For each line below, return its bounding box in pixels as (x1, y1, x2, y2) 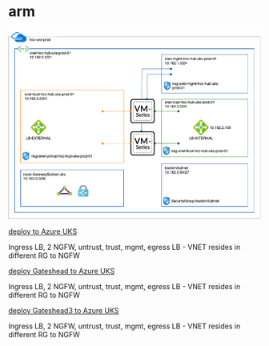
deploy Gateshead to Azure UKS (8, 266, 115, 276)
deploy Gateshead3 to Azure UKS (8, 305, 119, 315)
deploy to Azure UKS (8, 227, 78, 236)
